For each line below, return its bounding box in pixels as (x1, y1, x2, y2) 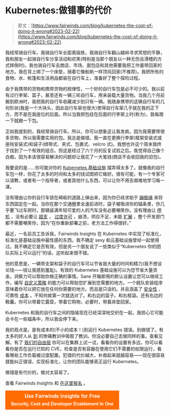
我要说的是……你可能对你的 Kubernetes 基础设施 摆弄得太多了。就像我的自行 (5, 164, 165, 170)
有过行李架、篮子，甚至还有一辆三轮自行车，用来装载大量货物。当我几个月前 (5, 92, 165, 98)
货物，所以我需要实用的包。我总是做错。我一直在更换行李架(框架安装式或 (9, 134, 162, 140)
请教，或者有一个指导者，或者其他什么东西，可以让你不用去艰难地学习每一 (9, 177, 165, 183)
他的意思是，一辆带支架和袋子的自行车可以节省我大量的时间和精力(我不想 (5, 260, 158, 266)
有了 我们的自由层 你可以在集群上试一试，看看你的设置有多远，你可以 (14, 339, 158, 345)
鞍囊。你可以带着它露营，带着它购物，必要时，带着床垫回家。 (5, 299, 134, 305)
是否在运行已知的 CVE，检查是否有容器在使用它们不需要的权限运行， (14, 345, 158, 351)
